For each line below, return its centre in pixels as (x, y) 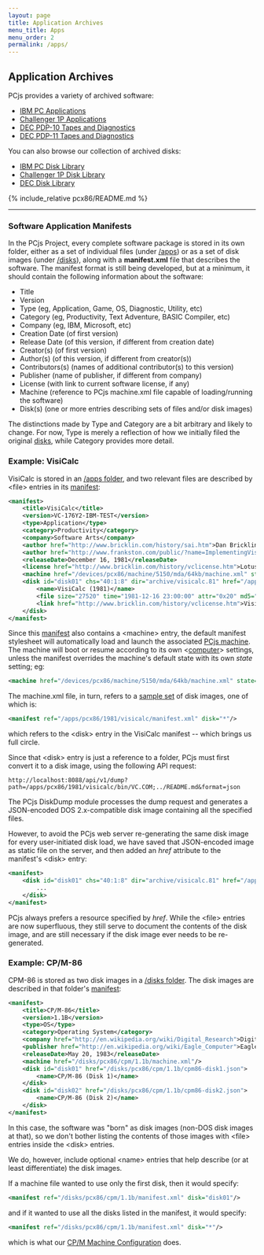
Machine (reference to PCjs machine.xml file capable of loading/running (136, 392)
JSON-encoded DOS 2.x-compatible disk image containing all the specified (130, 810)
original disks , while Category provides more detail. (91, 441)
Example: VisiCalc (44, 461)
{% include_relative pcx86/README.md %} (78, 198)
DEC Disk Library (47, 183)
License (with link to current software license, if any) (104, 384)
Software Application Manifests (70, 226)
